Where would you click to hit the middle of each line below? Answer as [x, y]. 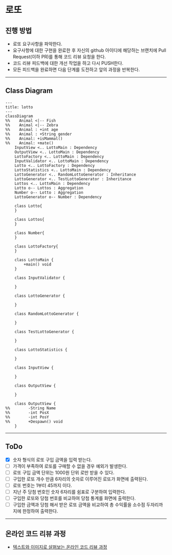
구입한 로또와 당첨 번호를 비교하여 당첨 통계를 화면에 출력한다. [74, 498]
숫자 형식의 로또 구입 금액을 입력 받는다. [52, 460]
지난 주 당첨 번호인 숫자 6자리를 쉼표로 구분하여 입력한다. [69, 492]
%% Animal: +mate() [29, 143]
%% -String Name [31, 408]
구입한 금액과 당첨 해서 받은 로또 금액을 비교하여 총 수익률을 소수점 [79, 505]
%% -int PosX [27, 413]
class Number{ [29, 233]
